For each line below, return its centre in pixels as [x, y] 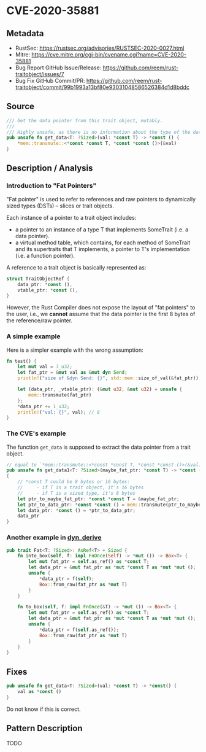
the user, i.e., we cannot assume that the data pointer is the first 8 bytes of [101, 314]
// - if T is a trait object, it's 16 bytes [81, 488]
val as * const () [40, 691]
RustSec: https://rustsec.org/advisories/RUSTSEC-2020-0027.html [100, 48]
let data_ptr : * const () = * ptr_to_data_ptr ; [77, 510]
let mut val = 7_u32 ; [45, 367]
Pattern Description [44, 728]
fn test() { [21, 361]
